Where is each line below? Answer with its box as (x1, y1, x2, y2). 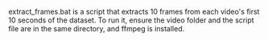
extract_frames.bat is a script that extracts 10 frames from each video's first (8, 7, 260, 16)
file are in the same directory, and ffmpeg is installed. (8, 24, 185, 33)
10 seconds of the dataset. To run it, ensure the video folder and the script (8, 15, 255, 25)
